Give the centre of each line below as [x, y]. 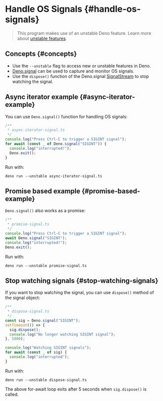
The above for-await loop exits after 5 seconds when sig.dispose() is [76, 389]
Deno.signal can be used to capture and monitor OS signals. [73, 71]
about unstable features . [42, 38]
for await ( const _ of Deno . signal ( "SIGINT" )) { [56, 144]
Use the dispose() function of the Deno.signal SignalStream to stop [81, 76]
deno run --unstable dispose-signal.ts [46, 380]
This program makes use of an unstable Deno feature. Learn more [84, 33]
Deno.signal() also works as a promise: [45, 211]
